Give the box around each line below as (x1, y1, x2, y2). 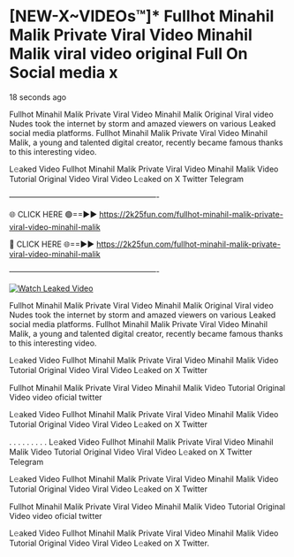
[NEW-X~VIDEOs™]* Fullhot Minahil (9, 6, 275, 27)
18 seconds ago (9, 91, 67, 103)
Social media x (9, 63, 118, 83)
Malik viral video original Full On (9, 44, 248, 64)
